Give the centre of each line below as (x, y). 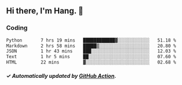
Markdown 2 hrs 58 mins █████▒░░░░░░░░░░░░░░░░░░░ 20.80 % (91, 46)
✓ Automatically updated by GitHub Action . (61, 75)
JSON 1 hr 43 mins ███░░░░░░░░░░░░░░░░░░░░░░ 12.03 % (91, 51)
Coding (17, 28)
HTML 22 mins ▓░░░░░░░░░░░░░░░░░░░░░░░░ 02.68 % (91, 62)
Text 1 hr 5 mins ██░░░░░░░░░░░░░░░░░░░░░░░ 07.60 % (91, 57)
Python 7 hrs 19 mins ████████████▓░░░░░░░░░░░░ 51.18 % (91, 40)
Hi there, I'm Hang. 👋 (45, 11)
